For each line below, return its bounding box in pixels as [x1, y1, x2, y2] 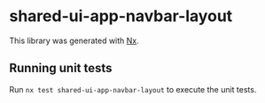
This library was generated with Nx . [9, 35, 139, 46]
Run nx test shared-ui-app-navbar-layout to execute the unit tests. [9, 84, 257, 94]
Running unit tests [9, 61, 113, 76]
